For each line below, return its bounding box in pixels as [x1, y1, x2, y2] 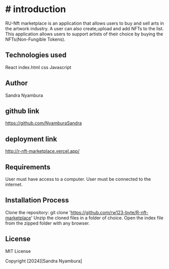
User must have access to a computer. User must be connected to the [5, 176, 151, 182]
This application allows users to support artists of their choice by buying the [5, 31, 163, 37]
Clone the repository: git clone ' [5, 209, 71, 215]
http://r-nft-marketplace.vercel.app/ [5, 148, 80, 154]
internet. [5, 181, 23, 187]
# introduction [5, 4, 66, 15]
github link [5, 107, 39, 115]
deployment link [5, 134, 57, 143]
